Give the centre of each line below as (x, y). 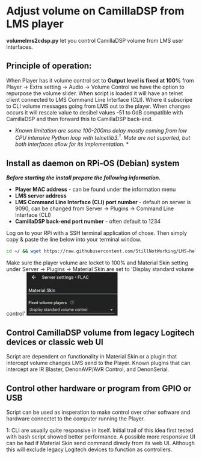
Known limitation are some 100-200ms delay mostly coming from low (101, 130)
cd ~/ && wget (24, 251)
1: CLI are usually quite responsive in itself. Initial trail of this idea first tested (100, 430)
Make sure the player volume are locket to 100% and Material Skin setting (97, 263)
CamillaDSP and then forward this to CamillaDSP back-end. (80, 119)
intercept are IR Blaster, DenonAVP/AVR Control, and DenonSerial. (88, 369)
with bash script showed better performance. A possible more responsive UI (101, 437)
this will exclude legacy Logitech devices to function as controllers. (89, 449)
